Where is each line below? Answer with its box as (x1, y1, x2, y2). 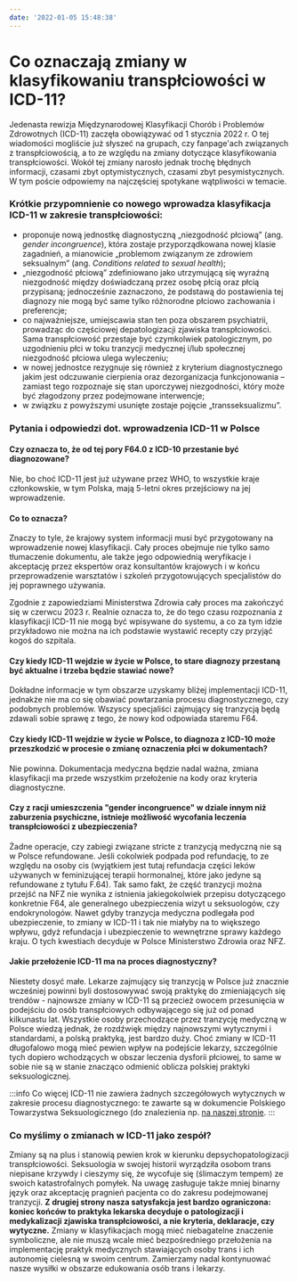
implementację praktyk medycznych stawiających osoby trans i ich (9, 1245, 255, 1255)
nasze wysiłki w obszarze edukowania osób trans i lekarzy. (9, 1263, 225, 1274)
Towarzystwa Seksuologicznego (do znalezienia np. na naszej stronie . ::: (9, 1107, 276, 1117)
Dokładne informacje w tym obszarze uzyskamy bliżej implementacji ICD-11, (9, 685, 288, 695)
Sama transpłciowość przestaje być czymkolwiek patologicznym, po (21, 333, 273, 344)
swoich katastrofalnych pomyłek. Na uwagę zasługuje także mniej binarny (9, 1178, 280, 1188)
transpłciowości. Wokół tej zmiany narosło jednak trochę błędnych (9, 157, 252, 168)
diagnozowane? (9, 454, 69, 464)
